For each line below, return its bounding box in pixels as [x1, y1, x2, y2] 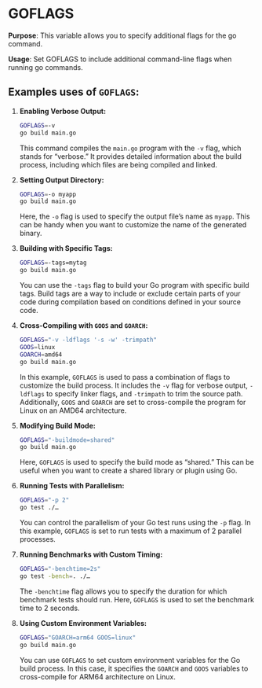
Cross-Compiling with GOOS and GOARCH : [19, 321, 148, 330]
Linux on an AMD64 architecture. [19, 406, 127, 415]
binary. [19, 229, 42, 238]
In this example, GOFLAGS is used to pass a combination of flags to [19, 372, 231, 381]
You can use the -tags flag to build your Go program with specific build [19, 281, 249, 289]
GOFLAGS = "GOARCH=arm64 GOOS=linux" [19, 634, 136, 642]
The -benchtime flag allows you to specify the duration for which [19, 587, 227, 596]
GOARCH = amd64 [19, 351, 63, 359]
